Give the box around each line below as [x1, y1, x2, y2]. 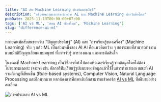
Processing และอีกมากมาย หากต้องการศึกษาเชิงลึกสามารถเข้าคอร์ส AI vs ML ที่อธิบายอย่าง [5, 76, 156, 82]
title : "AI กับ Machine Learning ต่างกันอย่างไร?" [5, 7, 96, 12]
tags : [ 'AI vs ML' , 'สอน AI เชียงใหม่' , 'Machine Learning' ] [5, 21, 124, 26]
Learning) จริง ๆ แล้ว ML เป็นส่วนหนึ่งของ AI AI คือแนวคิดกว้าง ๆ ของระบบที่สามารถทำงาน [5, 45, 156, 51]
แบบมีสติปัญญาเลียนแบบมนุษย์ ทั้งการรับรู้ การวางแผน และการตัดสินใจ [5, 50, 118, 56]
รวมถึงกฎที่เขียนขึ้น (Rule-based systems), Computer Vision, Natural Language [5, 71, 156, 76]
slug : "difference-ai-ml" [5, 25, 58, 30]
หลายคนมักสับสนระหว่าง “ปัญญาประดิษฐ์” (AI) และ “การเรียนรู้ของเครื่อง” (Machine [5, 39, 144, 45]
